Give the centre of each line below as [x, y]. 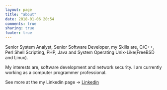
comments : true [21, 24]
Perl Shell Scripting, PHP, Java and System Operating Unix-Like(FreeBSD [80, 52]
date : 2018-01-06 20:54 [30, 19]
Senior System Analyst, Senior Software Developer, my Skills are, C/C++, [80, 47]
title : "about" [21, 14]
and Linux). [17, 57]
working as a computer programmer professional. [56, 72]
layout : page [19, 10]
